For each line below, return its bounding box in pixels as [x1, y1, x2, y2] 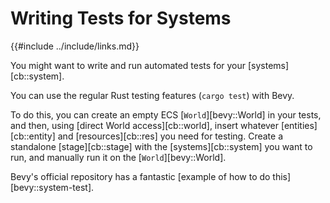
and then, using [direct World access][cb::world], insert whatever [10, 119, 280, 131]
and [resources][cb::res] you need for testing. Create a [57, 130, 283, 142]
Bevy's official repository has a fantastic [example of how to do [10, 170, 271, 182]
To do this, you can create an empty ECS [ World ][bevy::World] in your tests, [10, 108, 322, 121]
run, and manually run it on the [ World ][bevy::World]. [10, 151, 227, 163]
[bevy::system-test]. [10, 181, 95, 193]
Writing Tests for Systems [10, 7, 232, 30]
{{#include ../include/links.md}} [10, 40, 140, 52]
